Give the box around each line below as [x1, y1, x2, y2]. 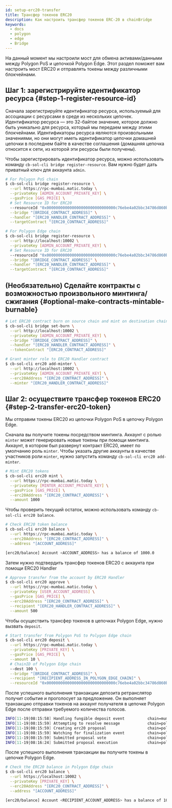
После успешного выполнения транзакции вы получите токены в [5, 749, 148, 755]
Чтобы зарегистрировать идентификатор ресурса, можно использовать [5, 156, 164, 162]
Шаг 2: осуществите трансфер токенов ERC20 [5, 394, 161, 403]
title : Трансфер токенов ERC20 [5, 12, 72, 17]
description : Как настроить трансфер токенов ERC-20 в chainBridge [5, 17, 153, 22]
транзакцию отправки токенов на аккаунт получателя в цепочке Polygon [5, 701, 165, 707]
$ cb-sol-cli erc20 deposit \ [5, 638, 70, 643]
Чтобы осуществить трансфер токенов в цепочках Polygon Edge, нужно [5, 617, 163, 623]
